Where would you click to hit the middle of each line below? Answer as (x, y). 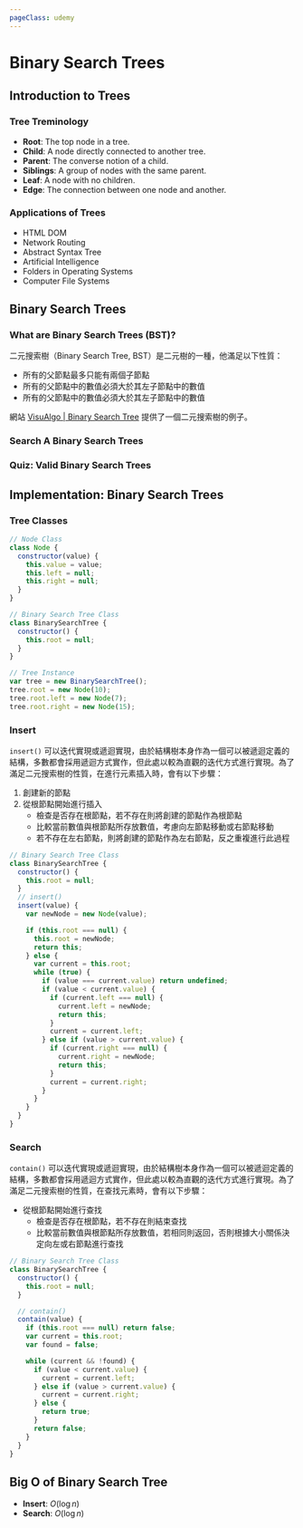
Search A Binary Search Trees (76, 441)
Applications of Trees (57, 213)
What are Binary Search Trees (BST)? (93, 335)
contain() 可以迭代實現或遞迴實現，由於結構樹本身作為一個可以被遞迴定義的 (151, 1168)
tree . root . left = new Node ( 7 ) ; (68, 698)
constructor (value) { (58, 556)
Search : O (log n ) (53, 1514)
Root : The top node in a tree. (76, 141)
